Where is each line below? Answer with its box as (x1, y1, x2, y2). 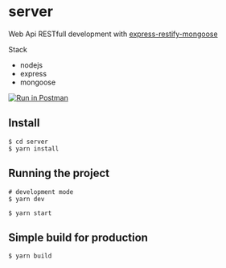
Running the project (8, 167, 110, 180)
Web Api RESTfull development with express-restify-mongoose (8, 29, 219, 39)
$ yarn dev (8, 195, 45, 203)
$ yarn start (8, 208, 52, 217)
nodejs (19, 60, 43, 70)
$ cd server (8, 138, 48, 146)
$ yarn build (8, 252, 52, 260)
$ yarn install (8, 144, 60, 153)
